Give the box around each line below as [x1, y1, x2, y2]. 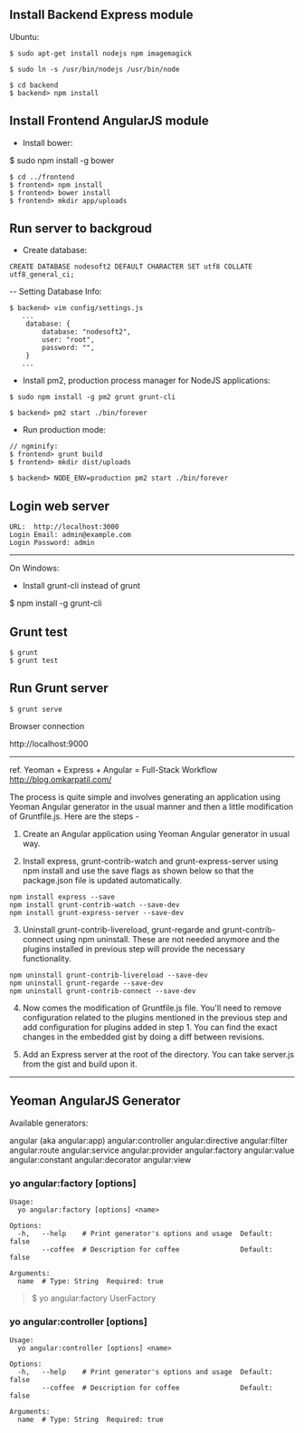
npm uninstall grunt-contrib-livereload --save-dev [9, 970, 208, 980]
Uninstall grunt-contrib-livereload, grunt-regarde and [22, 924, 221, 935]
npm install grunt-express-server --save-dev [9, 908, 184, 917]
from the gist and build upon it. [22, 1058, 138, 1069]
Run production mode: [22, 424, 107, 435]
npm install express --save [9, 892, 116, 902]
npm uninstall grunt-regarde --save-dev [9, 979, 165, 988]
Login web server [9, 498, 110, 513]
